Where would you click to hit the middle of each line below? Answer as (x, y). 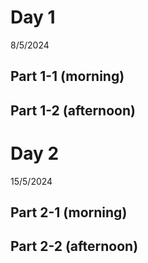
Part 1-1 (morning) (67, 76)
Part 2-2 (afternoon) (74, 246)
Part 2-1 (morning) (69, 212)
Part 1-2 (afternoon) (73, 110)
